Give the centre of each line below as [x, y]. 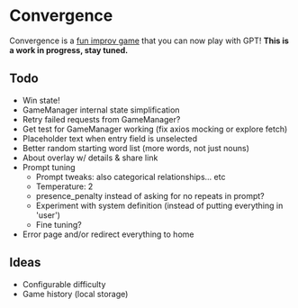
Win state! [41, 100]
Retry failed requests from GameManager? [101, 119]
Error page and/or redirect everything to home [108, 234]
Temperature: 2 [64, 186]
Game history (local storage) [75, 294]
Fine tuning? [59, 224]
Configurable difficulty [64, 284]
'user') [48, 215]
